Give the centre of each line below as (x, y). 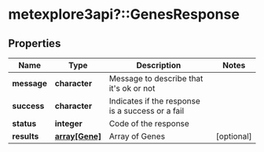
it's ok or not (132, 88)
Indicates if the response (154, 101)
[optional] (234, 136)
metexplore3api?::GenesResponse (124, 14)
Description (159, 65)
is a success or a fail (147, 111)
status (24, 123)
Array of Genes (137, 136)
